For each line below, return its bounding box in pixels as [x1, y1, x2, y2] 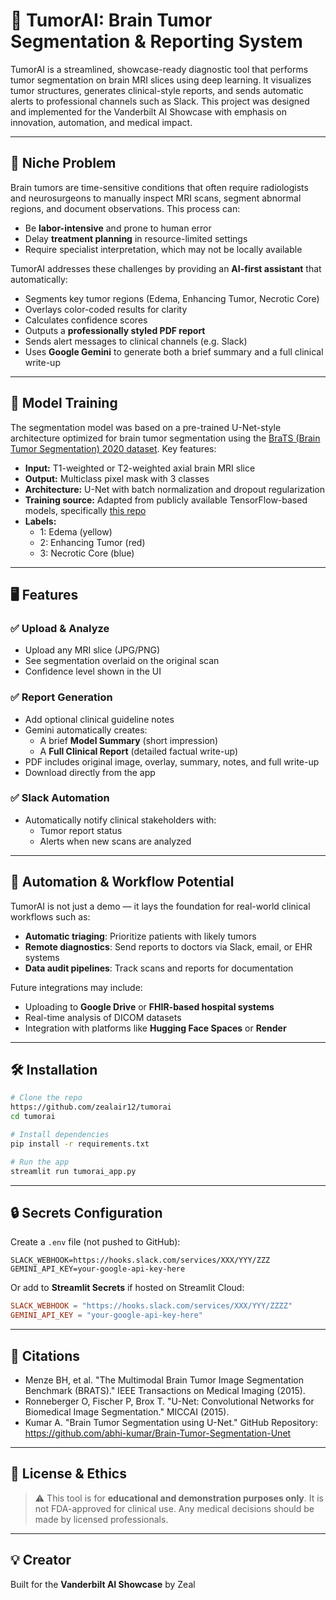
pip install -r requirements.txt [10, 1139, 150, 1149]
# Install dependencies [10, 1130, 110, 1140]
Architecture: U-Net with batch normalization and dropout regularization [24, 483, 326, 495]
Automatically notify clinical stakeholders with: [24, 814, 217, 826]
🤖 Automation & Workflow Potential [10, 874, 235, 891]
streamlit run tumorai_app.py [10, 1166, 137, 1176]
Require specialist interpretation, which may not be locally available [24, 243, 303, 255]
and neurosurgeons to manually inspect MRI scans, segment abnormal [10, 192, 302, 204]
